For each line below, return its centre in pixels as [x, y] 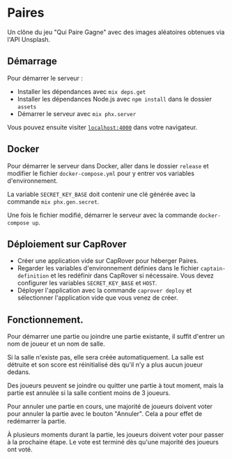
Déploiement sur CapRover [67, 244]
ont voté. [20, 449]
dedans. [19, 372]
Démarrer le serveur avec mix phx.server [77, 113]
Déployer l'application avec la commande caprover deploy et [105, 291]
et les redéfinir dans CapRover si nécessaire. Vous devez [132, 275]
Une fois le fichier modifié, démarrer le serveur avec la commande [102, 215]
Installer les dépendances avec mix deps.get [82, 91]
